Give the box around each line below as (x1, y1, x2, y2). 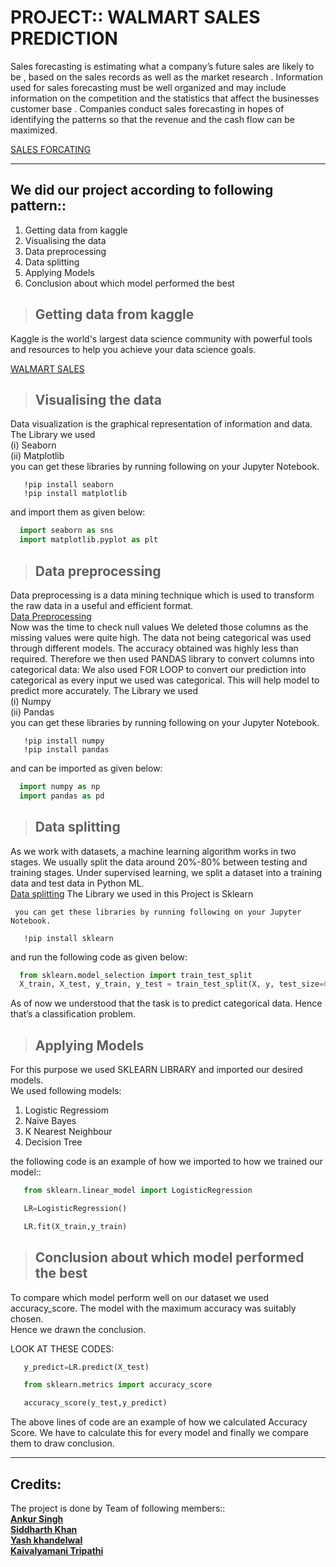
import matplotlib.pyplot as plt (19, 535, 159, 545)
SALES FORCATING (10, 143, 92, 155)
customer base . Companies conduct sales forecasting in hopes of (10, 102, 285, 115)
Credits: (10, 1476, 62, 1493)
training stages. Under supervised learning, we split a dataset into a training (10, 866, 323, 878)
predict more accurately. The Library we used (10, 684, 199, 696)
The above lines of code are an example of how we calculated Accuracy (10, 1416, 308, 1428)
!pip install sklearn (23, 933, 114, 943)
